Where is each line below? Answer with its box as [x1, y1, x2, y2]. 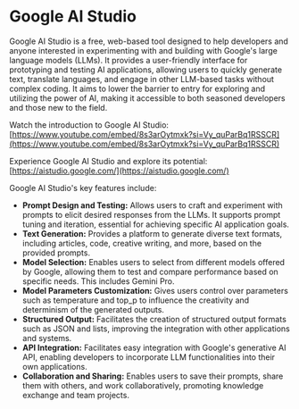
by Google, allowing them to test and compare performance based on [21, 266, 278, 277]
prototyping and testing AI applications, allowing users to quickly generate [9, 64, 283, 75]
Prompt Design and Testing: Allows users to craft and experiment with [21, 199, 283, 211]
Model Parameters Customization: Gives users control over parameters [21, 285, 288, 296]
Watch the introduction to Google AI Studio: [9, 119, 170, 130]
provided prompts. [21, 247, 91, 258]
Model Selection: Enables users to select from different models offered [21, 256, 286, 267]
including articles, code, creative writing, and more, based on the [21, 238, 262, 248]
